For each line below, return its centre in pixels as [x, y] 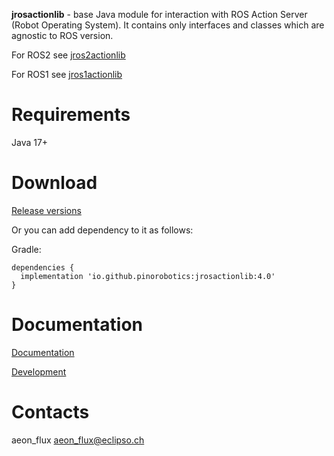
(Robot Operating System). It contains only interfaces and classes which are [168, 25]
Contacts [50, 412]
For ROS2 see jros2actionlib [68, 55]
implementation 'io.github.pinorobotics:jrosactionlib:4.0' [148, 276]
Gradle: [26, 249]
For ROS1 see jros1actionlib [67, 74]
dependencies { [43, 267]
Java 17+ [30, 142]
